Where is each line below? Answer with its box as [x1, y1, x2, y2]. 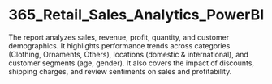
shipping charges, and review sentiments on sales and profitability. [8, 66, 232, 76]
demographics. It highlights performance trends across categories [8, 40, 231, 50]
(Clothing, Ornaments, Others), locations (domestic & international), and [8, 49, 249, 59]
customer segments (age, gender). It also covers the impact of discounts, [8, 58, 254, 68]
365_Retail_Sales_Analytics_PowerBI [8, 6, 265, 24]
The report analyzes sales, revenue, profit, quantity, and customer [8, 32, 230, 42]
